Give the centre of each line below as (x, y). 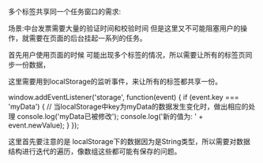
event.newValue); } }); (44, 125)
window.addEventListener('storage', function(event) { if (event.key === (124, 97)
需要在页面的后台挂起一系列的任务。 (88, 38)
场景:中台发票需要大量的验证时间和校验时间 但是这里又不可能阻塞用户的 (124, 28)
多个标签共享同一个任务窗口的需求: (65, 11)
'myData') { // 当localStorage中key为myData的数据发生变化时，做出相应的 (128, 106)
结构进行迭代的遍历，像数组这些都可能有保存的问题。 (95, 151)
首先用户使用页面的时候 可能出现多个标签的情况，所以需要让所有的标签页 (127, 55)
